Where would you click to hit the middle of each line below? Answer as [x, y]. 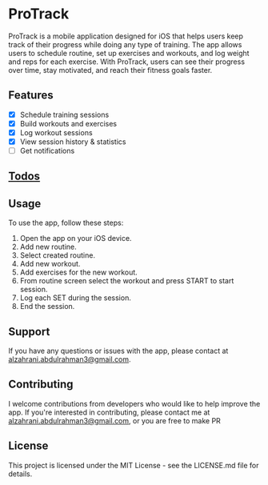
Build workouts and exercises [68, 123]
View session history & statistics [73, 142]
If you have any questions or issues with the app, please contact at [118, 351]
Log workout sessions [56, 132]
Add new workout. [50, 264]
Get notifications [47, 150]
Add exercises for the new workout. [78, 272]
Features [31, 96]
